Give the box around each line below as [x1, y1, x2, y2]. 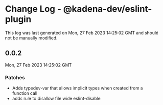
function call [12, 90, 38, 96]
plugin [5, 14, 32, 25]
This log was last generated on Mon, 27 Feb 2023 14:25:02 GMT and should [5, 30, 159, 35]
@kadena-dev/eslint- [63, 3, 152, 15]
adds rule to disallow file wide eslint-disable [12, 96, 101, 102]
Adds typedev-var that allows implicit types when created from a [12, 85, 143, 91]
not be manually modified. [5, 35, 58, 41]
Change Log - [5, 3, 62, 15]
